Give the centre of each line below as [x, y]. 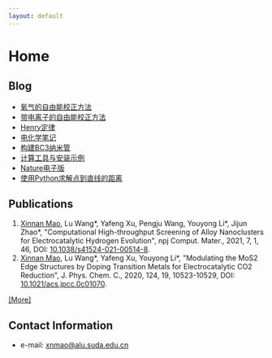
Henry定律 [37, 127]
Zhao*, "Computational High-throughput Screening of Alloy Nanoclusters [142, 232]
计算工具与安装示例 [52, 157]
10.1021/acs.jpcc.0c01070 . [63, 284]
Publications [41, 204]
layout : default [36, 16]
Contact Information [61, 325]
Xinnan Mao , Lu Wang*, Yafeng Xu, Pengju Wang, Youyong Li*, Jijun [134, 224]
